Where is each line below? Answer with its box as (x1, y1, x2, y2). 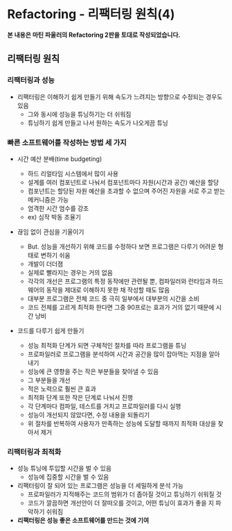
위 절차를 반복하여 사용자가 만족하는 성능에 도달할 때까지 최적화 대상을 (27, 419, 217, 428)
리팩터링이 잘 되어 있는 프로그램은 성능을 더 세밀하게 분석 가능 (17, 482, 184, 490)
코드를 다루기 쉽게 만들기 (17, 326, 84, 335)
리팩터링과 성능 (7, 76, 55, 85)
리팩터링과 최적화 (7, 447, 62, 457)
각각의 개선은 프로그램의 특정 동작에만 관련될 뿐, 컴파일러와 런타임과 (27, 277, 211, 285)
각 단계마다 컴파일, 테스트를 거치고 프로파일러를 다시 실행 (27, 402, 181, 410)
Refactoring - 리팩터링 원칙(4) (7, 6, 175, 22)
